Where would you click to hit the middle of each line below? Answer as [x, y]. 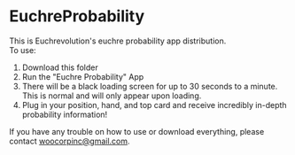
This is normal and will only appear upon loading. [112, 96]
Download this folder [60, 67]
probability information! [65, 114]
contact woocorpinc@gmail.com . [70, 141]
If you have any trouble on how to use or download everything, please [137, 131]
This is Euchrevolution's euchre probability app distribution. [118, 41]
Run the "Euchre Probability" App [83, 76]
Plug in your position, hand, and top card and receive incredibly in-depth [154, 105]
